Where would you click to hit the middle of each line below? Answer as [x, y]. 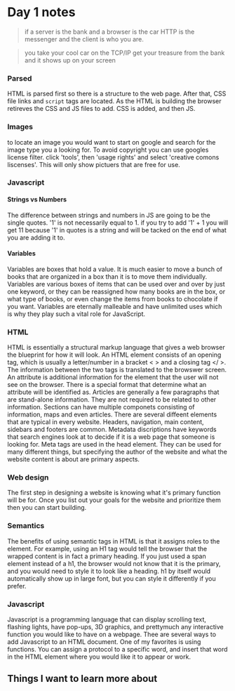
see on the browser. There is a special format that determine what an [107, 385]
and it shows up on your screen [70, 60]
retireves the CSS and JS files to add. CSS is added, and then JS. [101, 109]
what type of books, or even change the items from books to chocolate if [113, 298]
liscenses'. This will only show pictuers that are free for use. [94, 164]
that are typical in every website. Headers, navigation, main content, [106, 422]
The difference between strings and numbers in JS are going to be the [109, 215]
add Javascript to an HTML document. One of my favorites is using [104, 642]
